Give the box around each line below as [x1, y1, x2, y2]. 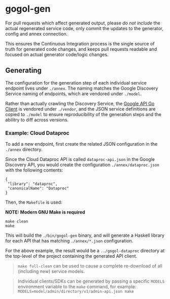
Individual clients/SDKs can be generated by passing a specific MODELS [17, 278, 165, 284]
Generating [5, 66, 42, 75]
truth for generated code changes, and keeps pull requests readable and [5, 46, 157, 52]
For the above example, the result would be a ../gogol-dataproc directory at [5, 248, 165, 254]
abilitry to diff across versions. [5, 117, 69, 123]
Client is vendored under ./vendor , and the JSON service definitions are [5, 105, 156, 112]
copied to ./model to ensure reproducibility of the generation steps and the [5, 111, 161, 117]
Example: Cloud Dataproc [5, 129, 70, 137]
